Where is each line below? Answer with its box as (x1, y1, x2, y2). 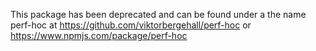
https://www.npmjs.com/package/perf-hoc (10, 30, 188, 41)
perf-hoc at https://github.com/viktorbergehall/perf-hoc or (10, 19, 252, 31)
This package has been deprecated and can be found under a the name (10, 9, 307, 20)
